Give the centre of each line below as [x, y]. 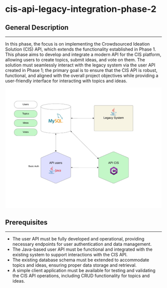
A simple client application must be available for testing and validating [84, 271]
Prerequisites [26, 222]
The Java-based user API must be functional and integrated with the [83, 249]
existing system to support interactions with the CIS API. [70, 255]
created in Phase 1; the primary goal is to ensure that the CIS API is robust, [81, 70]
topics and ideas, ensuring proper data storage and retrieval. [74, 265]
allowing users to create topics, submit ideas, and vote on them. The [75, 60]
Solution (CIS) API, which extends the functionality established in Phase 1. [81, 49]
